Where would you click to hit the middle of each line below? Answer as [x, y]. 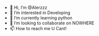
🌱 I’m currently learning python [41, 18]
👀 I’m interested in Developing [40, 13]
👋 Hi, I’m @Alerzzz [28, 8]
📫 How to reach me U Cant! [38, 28]
